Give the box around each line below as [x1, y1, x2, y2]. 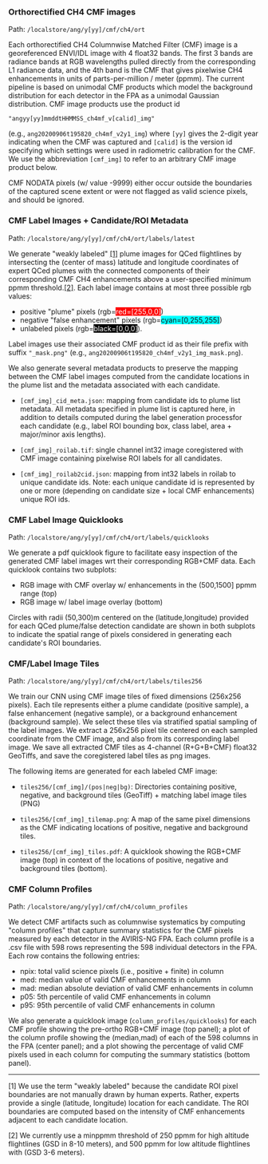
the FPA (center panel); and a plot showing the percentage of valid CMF [8, 1041, 245, 1051]
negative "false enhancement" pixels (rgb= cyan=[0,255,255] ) [19, 315, 223, 325]
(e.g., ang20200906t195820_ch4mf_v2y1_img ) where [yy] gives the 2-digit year [8, 129, 259, 138]
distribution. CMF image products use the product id [8, 99, 181, 109]
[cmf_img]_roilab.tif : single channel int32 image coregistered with [19, 445, 243, 454]
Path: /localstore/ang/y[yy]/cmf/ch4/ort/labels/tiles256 [8, 676, 203, 686]
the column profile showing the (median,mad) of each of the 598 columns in [8, 1033, 258, 1043]
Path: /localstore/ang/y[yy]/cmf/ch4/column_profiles [8, 901, 188, 912]
